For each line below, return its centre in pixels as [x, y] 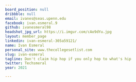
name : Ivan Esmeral [25, 45]
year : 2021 [16, 68]
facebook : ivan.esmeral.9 [31, 23]
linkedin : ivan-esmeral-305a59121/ [41, 41]
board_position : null [27, 9]
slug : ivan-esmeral [25, 54]
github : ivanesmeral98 [28, 27]
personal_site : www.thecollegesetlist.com [49, 50]
